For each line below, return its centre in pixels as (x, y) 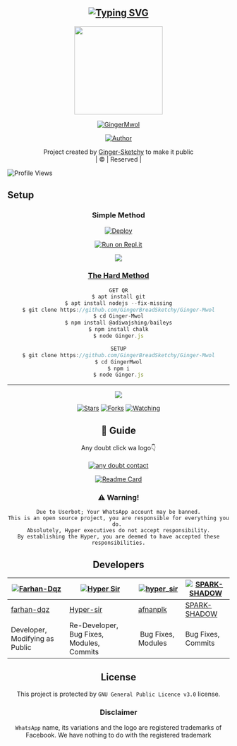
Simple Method (119, 215)
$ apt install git (119, 296)
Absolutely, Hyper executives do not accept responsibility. (119, 531)
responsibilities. (119, 543)
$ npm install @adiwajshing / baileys (119, 323)
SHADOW (201, 614)
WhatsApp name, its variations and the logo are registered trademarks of (119, 728)
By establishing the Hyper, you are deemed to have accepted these (119, 537)
